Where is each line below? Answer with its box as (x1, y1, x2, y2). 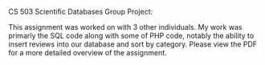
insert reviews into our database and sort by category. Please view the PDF (8, 39, 258, 49)
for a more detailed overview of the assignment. (8, 48, 167, 57)
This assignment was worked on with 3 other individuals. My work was (8, 22, 243, 31)
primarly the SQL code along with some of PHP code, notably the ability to (8, 31, 255, 40)
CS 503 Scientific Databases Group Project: (8, 7, 153, 16)
